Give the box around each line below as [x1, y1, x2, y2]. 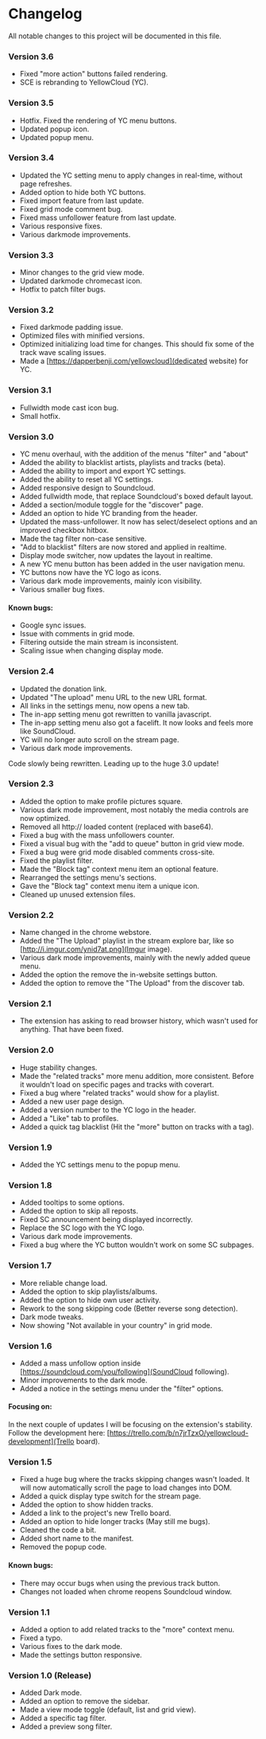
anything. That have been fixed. [19, 1025, 124, 1034]
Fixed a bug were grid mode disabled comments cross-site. [19, 847, 215, 857]
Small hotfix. [19, 411, 61, 420]
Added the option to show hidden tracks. [19, 1500, 153, 1510]
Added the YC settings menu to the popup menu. [19, 1160, 180, 1169]
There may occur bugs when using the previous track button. [19, 1578, 221, 1588]
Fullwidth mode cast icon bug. [19, 403, 119, 412]
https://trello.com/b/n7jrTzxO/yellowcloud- [109, 1428, 249, 1438]
